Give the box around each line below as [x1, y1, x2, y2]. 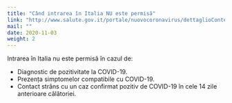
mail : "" [7, 23, 32, 30]
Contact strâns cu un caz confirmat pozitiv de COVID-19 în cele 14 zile [17, 82, 217, 91]
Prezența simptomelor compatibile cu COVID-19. [17, 75, 155, 83]
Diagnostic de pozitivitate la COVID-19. [17, 68, 128, 76]
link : [7, 16, 23, 23]
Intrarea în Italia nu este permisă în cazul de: [7, 54, 133, 62]
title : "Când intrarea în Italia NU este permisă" [7, 10, 156, 17]
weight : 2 [7, 36, 36, 43]
